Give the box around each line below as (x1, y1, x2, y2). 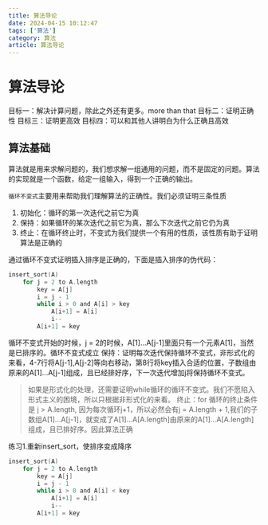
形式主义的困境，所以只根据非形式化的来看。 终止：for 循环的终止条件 (27, 394, 258, 404)
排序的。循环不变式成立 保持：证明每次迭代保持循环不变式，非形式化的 (22, 347, 255, 357)
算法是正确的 (19, 237, 62, 247)
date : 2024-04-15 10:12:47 (8, 19, 98, 27)
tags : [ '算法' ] (8, 26, 57, 34)
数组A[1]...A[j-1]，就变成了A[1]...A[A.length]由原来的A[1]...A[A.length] (27, 414, 254, 424)
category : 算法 (8, 33, 57, 42)
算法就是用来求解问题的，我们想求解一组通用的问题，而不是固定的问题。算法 (8, 164, 260, 174)
